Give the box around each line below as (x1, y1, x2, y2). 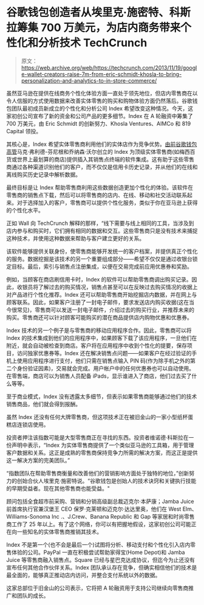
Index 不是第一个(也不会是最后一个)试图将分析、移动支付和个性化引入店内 (6, 541, 191, 548)
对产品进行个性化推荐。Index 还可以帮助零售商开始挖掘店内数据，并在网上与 (6, 291, 197, 298)
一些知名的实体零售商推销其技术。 (16, 528, 102, 535)
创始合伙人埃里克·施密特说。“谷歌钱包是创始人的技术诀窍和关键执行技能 (16, 477, 197, 484)
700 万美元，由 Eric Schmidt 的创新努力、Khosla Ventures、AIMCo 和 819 (6, 120, 191, 127)
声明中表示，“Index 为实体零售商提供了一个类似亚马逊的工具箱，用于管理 (11, 441, 194, 449)
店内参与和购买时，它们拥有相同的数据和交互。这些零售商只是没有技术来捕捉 (6, 227, 198, 234)
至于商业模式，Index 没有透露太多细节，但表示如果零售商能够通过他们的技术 (6, 393, 197, 400)
